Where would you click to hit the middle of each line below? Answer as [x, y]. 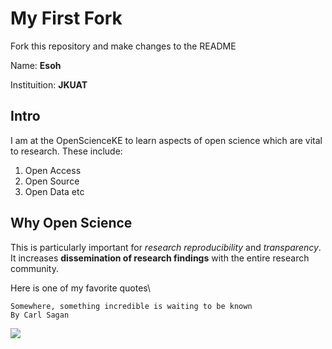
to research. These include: [66, 151]
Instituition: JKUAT [49, 84]
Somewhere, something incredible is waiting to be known [131, 306]
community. [34, 268]
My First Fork [66, 18]
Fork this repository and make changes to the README [123, 46]
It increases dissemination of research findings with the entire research [160, 258]
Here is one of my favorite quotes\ [81, 288]
